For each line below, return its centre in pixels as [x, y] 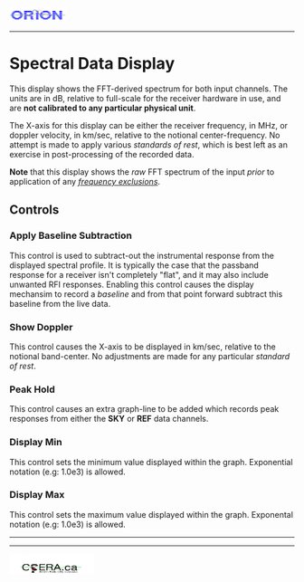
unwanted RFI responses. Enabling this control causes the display [132, 284]
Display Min [36, 443]
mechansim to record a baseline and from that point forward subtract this [146, 294]
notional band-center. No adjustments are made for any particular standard [150, 356]
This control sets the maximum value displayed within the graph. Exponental [152, 514]
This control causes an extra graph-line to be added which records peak [144, 409]
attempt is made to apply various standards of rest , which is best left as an [148, 144]
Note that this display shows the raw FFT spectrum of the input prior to [142, 172]
